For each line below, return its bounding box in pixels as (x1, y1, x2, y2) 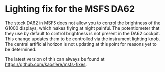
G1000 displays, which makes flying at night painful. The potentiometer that (5, 25, 160, 31)
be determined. (5, 46, 37, 52)
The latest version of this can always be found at (5, 56, 105, 62)
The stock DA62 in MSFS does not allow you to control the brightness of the (5, 20, 161, 26)
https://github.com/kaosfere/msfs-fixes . (5, 61, 87, 67)
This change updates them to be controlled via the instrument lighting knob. (5, 36, 160, 42)
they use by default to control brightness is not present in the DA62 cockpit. (5, 30, 160, 36)
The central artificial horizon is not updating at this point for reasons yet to (5, 41, 157, 47)
